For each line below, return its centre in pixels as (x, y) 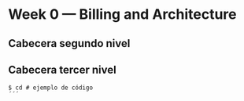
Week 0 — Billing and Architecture (122, 14)
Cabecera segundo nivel (69, 43)
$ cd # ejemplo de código (50, 88)
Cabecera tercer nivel (62, 69)
